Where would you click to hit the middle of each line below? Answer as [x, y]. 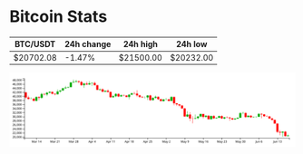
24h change [88, 44]
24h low [191, 44]
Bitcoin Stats [59, 17]
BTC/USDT [35, 44]
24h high [141, 44]
